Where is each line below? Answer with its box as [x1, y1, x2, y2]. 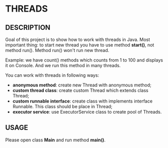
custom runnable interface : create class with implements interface [12, 98, 153, 104]
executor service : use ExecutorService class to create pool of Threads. [12, 109, 162, 115]
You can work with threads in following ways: [5, 72, 99, 78]
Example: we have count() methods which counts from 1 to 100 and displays [5, 57, 163, 63]
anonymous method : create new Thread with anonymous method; [12, 82, 151, 88]
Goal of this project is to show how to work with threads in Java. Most [5, 36, 150, 42]
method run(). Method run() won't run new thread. [5, 47, 109, 53]
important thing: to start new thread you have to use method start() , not [5, 42, 154, 48]
